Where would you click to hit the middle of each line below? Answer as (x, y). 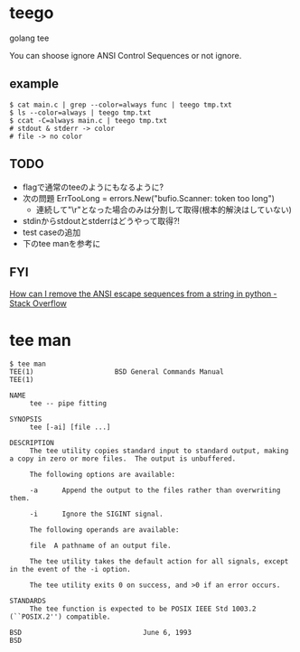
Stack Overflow (38, 303)
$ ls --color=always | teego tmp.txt (80, 112)
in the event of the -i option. (70, 570)
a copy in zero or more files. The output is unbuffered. (123, 459)
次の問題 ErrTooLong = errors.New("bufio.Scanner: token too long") (149, 198)
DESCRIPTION (32, 443)
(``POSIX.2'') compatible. (60, 617)
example (34, 84)
